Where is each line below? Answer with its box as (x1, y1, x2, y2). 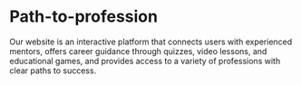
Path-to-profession (9, 6, 159, 27)
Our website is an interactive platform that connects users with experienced (9, 36, 293, 47)
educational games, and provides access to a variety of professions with (9, 55, 281, 66)
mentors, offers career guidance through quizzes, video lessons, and (9, 45, 267, 56)
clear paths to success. (9, 65, 97, 76)
